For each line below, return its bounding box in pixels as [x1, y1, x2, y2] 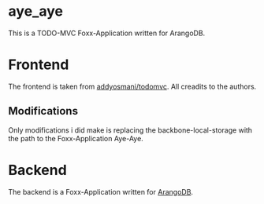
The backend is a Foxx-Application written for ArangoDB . [8, 187, 194, 196]
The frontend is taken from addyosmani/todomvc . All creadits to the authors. [8, 82, 257, 91]
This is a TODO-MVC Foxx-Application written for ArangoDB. [8, 28, 206, 38]
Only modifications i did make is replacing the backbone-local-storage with [8, 125, 253, 135]
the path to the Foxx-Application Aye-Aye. [8, 133, 143, 143]
